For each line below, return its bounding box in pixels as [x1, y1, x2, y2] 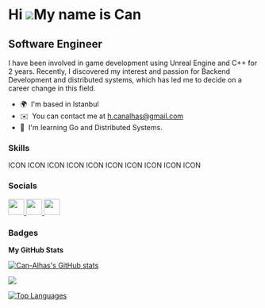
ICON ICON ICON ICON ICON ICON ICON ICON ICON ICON [8, 160, 201, 170]
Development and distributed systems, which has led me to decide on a [8, 75, 242, 84]
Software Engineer [8, 37, 103, 51]
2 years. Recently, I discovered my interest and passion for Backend [8, 67, 231, 76]
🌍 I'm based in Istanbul [19, 99, 99, 109]
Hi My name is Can [8, 6, 141, 24]
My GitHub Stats [8, 244, 64, 255]
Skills [8, 142, 30, 153]
